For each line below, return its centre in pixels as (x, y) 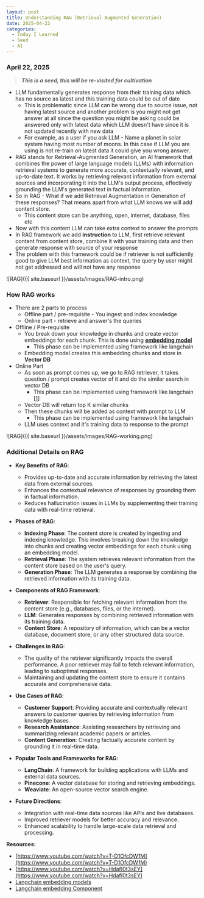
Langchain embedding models (53, 882)
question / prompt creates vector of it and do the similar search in (107, 379)
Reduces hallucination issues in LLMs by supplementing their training (111, 503)
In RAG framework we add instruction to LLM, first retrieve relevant (100, 235)
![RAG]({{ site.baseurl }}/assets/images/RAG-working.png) (80, 436)
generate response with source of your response (76, 248)
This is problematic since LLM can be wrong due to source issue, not (111, 105)
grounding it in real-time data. (62, 746)
